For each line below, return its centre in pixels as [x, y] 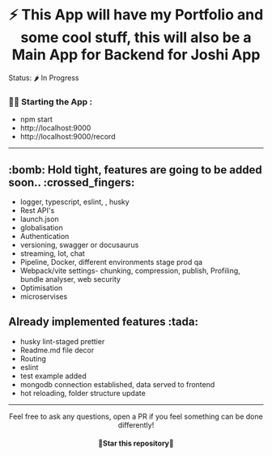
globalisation [41, 228]
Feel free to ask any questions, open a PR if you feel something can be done [136, 416]
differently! [136, 424]
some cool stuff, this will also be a [136, 38]
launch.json [39, 219]
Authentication [45, 237]
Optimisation [41, 288]
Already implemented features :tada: [103, 322]
